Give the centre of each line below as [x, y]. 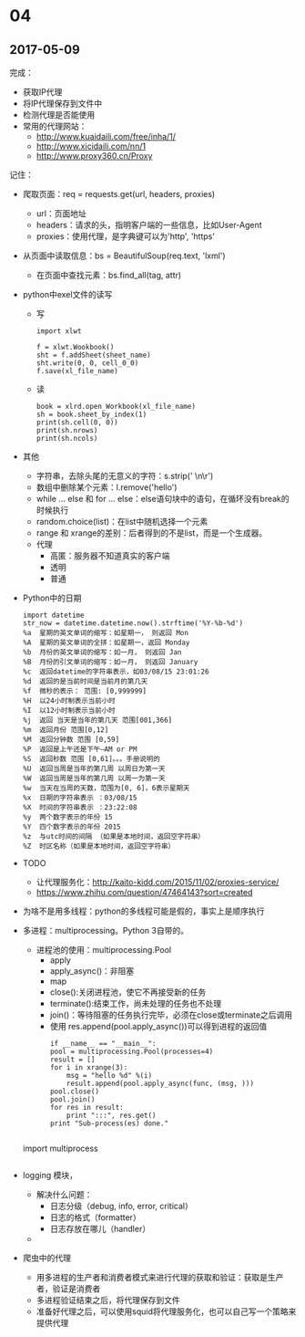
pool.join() [72, 1100]
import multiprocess [60, 1148]
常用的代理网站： [55, 126]
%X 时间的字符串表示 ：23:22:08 [80, 808]
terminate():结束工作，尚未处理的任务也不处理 [136, 1003]
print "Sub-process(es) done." [109, 1123]
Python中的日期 [52, 598]
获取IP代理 [42, 92]
